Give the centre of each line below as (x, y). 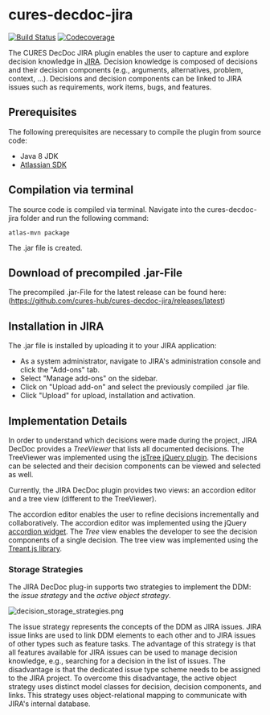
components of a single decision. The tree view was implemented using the (133, 540)
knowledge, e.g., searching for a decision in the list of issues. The (117, 661)
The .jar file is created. (45, 247)
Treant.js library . (35, 549)
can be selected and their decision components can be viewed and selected (135, 466)
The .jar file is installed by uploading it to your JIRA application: (112, 346)
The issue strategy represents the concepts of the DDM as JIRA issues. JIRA (135, 627)
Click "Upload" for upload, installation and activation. (107, 396)
